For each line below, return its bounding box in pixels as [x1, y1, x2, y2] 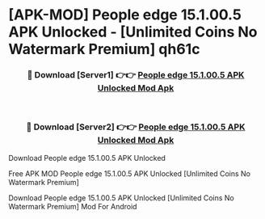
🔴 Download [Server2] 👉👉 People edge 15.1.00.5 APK [26, 121, 246, 133]
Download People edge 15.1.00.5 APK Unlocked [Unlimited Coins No [8, 192, 234, 203]
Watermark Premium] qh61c [8, 40, 200, 58]
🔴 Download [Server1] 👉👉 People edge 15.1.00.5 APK [27, 69, 245, 81]
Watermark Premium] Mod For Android [8, 201, 137, 211]
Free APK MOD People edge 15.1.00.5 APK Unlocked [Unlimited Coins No [8, 168, 250, 179]
